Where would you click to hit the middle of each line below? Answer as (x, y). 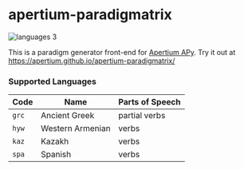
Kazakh (55, 141)
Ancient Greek (68, 116)
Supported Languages (53, 81)
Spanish (56, 155)
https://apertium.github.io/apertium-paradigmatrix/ (92, 61)
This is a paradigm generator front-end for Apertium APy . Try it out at (122, 52)
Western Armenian (76, 128)
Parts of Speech (150, 102)
